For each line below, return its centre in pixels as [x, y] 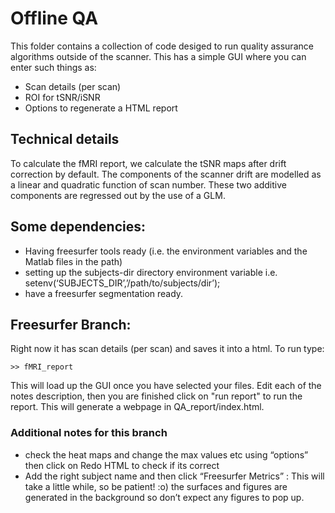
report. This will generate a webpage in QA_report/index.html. [137, 407]
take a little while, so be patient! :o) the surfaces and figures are [156, 486]
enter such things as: [53, 67]
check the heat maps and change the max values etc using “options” [166, 454]
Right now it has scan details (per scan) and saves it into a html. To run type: [167, 349]
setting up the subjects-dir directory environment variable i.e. [151, 272]
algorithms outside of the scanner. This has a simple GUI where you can [158, 56]
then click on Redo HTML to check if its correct [122, 465]
